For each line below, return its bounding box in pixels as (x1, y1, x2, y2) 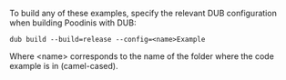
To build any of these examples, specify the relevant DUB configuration (9, 8, 278, 18)
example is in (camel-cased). (9, 61, 118, 71)
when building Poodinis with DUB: (9, 17, 137, 28)
